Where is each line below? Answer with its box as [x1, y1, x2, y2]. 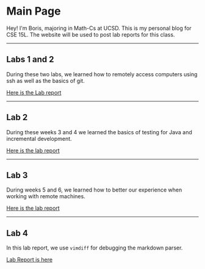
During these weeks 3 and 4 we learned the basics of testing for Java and [6, 128, 192, 135]
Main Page [6, 4, 61, 18]
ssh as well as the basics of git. [6, 77, 85, 84]
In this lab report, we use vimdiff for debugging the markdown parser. [6, 244, 183, 251]
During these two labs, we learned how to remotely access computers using [6, 70, 198, 77]
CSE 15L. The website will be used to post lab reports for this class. [6, 30, 175, 38]
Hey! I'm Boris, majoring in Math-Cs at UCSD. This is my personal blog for [6, 24, 192, 32]
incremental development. [6, 135, 72, 142]
